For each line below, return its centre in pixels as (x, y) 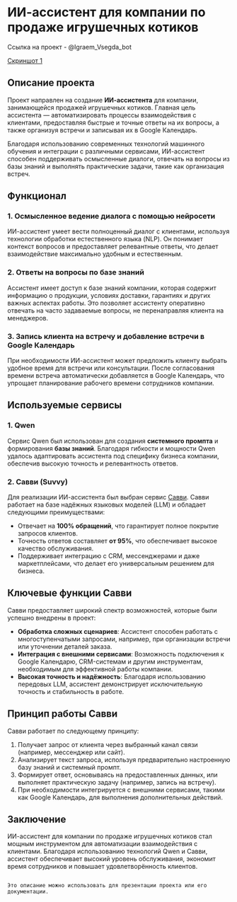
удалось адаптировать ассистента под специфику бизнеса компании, (113, 456)
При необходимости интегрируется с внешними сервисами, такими (121, 790)
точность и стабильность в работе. (71, 691)
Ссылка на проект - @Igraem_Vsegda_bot (70, 47)
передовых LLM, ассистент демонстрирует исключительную (110, 684)
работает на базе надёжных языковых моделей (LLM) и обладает (107, 505)
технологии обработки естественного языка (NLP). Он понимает (105, 239)
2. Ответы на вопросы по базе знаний (76, 272)
